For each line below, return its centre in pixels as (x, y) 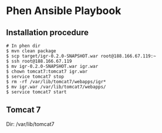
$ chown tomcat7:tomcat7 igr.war (47, 71)
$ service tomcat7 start (36, 92)
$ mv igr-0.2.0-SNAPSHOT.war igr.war (52, 66)
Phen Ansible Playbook (64, 11)
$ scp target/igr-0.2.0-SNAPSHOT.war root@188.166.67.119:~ (81, 56)
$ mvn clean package (31, 51)
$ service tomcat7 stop (35, 77)
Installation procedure (48, 33)
